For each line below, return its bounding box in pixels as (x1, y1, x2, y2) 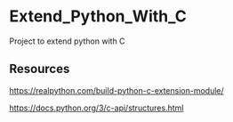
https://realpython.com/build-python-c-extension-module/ (9, 85, 224, 95)
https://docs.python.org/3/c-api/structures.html (9, 102, 184, 113)
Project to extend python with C (9, 36, 126, 46)
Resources (9, 61, 70, 77)
